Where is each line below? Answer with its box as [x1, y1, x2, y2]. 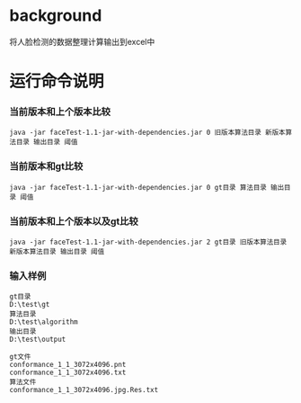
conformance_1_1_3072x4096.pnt [9, 361, 127, 370]
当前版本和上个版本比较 [9, 105, 111, 118]
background [9, 5, 102, 26]
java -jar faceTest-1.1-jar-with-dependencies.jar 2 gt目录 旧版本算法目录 [9, 237, 288, 247]
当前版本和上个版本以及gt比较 [9, 215, 138, 228]
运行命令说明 [9, 71, 105, 92]
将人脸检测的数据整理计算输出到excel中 [9, 36, 155, 47]
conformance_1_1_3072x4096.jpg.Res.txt [9, 386, 159, 395]
